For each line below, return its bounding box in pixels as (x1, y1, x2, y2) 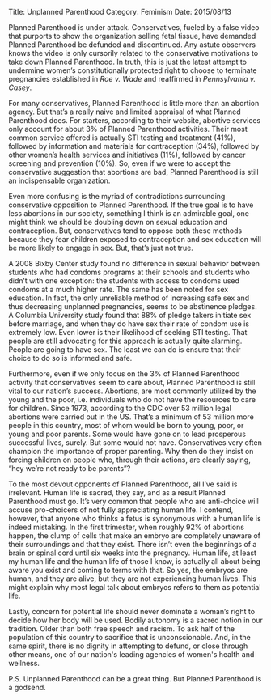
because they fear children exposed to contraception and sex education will (8, 235, 261, 244)
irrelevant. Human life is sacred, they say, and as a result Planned (8, 488, 227, 497)
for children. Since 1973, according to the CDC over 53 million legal (8, 404, 232, 413)
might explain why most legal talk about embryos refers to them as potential (8, 583, 261, 592)
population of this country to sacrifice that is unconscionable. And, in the (8, 633, 251, 642)
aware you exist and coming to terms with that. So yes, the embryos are (8, 566, 248, 575)
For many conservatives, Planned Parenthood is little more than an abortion (8, 99, 260, 108)
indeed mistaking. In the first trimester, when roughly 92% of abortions (8, 522, 245, 532)
